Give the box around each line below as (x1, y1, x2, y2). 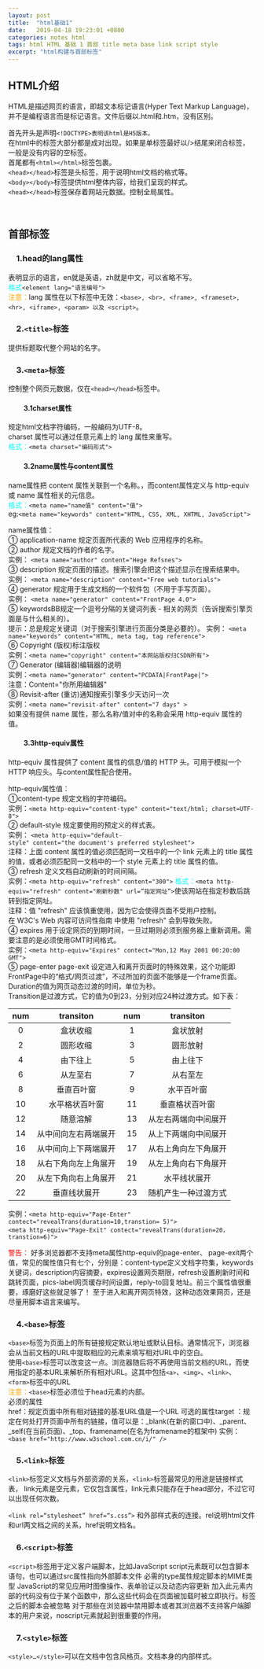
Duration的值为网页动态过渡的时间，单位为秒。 (8, 981, 160, 991)
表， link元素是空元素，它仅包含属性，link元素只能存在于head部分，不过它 (8, 1484, 249, 1494)
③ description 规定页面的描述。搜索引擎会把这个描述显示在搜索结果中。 (8, 564, 244, 574)
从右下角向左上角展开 (36, 1158, 116, 1169)
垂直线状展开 (52, 1187, 101, 1198)
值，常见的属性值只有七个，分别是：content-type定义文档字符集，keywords (8, 1258, 254, 1267)
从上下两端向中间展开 (148, 1128, 228, 1139)
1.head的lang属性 (16, 253, 84, 264)
